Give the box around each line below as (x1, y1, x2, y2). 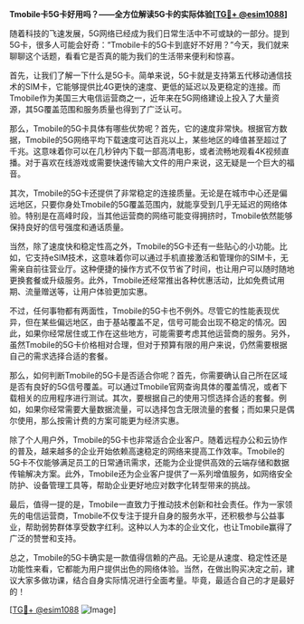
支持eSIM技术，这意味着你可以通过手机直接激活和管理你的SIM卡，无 (33, 253, 289, 263)
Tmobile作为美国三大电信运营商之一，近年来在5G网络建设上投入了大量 (9, 92, 272, 103)
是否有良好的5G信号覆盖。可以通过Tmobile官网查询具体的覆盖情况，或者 (9, 381, 280, 392)
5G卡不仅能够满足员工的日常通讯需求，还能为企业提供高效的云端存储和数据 (9, 457, 290, 467)
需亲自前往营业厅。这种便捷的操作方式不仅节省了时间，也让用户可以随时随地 (9, 264, 295, 274)
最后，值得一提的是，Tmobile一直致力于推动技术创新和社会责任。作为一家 (9, 499, 285, 510)
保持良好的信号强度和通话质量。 (9, 222, 128, 232)
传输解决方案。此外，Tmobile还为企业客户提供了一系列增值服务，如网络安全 (9, 468, 293, 479)
